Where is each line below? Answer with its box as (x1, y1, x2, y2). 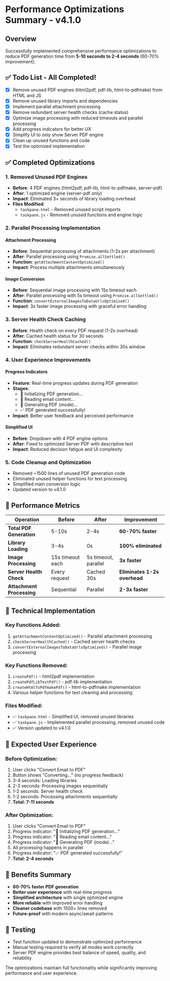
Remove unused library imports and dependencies (12, 98, 118, 104)
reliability (12, 955, 32, 961)
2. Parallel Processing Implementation (5, 224, 101, 231)
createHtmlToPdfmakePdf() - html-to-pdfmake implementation (12, 684, 141, 690)
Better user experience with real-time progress (12, 889, 112, 895)
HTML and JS (12, 92, 41, 98)
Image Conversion (5, 276, 45, 282)
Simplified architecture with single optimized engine (12, 894, 123, 901)
